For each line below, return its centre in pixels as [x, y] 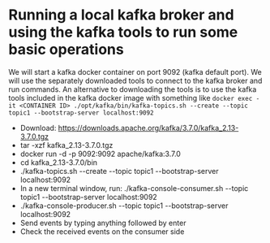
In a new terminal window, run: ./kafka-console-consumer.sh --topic [134, 188]
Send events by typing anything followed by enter [103, 223]
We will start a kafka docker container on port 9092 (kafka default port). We [135, 72]
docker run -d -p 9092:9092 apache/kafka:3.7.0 [100, 154]
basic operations [66, 50]
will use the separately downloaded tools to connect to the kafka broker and [135, 80]
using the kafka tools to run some [123, 32]
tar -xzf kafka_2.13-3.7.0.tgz [66, 145]
